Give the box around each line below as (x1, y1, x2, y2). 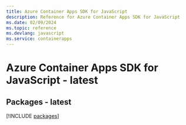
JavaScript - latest (6, 74, 98, 87)
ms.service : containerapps (6, 36, 72, 42)
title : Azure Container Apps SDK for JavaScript (6, 8, 128, 15)
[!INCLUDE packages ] (6, 113, 59, 119)
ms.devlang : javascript (6, 31, 65, 36)
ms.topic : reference (6, 25, 57, 31)
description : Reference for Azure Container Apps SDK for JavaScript (6, 14, 181, 20)
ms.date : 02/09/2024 (6, 19, 57, 25)
